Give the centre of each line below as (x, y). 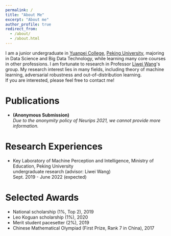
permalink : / (19, 10)
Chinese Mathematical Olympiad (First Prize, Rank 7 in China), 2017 (83, 228)
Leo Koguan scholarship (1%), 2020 (50, 217)
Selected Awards (42, 197)
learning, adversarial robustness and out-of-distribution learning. (74, 75)
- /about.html (25, 39)
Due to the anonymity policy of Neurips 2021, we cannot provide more (87, 120)
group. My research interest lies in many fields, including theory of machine (85, 69)
